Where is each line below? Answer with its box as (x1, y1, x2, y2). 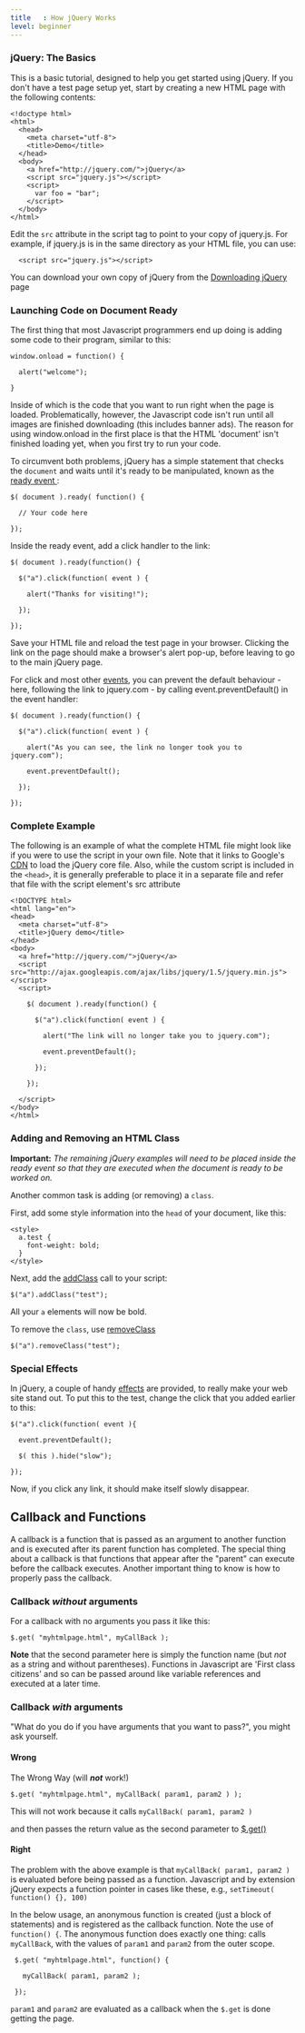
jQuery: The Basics (10, 52, 96, 64)
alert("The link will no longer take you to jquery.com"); (43, 1032, 271, 1041)
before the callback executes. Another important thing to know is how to (10, 1562, 280, 1573)
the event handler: (10, 694, 79, 705)
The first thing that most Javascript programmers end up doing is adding (10, 324, 282, 336)
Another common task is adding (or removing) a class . (10, 1189, 214, 1200)
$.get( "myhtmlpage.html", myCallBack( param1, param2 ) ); (10, 1790, 243, 1799)
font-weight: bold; (26, 1241, 101, 1250)
